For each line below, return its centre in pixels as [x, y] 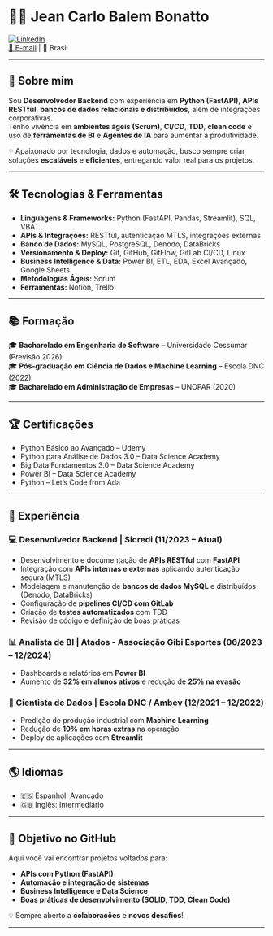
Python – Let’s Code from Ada [70, 482]
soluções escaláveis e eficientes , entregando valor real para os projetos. [132, 160]
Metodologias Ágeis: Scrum [68, 278]
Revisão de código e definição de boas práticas [100, 620]
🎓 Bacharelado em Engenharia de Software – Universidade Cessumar [128, 346]
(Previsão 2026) [35, 357]
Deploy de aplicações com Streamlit [82, 738]
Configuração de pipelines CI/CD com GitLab [97, 603]
